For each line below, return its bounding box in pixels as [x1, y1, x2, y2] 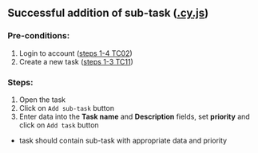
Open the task [18, 95, 65, 104]
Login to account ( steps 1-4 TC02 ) [18, 48, 133, 58]
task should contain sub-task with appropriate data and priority [18, 135, 228, 145]
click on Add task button [18, 120, 99, 130]
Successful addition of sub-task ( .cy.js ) [7, 6, 209, 20]
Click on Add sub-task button [18, 103, 115, 112]
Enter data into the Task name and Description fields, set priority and [18, 112, 251, 121]
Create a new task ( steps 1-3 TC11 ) [18, 57, 133, 66]
